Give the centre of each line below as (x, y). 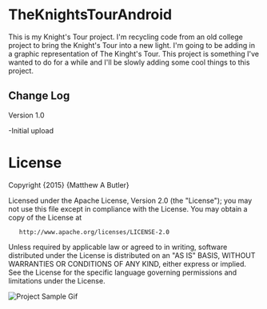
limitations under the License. (57, 280)
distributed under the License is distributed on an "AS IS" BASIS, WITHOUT (132, 255)
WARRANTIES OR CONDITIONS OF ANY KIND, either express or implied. (127, 263)
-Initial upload (31, 130)
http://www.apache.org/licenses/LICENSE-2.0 (94, 232)
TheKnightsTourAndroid (90, 15)
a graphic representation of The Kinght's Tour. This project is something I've (134, 53)
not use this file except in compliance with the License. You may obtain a (128, 208)
